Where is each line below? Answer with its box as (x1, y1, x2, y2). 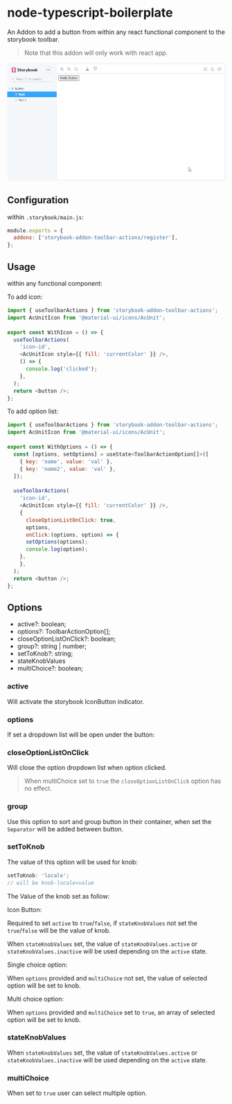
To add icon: (7, 293, 43, 301)
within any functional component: (7, 279, 102, 287)
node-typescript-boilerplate (7, 5, 173, 21)
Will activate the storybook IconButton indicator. (7, 697, 144, 705)
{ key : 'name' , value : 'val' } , (19, 458, 113, 465)
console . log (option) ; (25, 546, 89, 553)
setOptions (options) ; (25, 539, 89, 546)
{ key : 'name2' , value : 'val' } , (19, 465, 116, 472)
